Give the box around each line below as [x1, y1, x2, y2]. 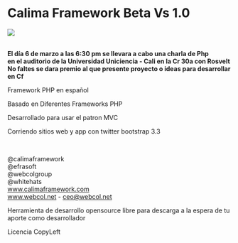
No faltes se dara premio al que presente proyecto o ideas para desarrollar [7, 64, 231, 72]
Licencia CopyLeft [7, 227, 61, 236]
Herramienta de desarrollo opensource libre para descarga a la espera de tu [7, 206, 230, 215]
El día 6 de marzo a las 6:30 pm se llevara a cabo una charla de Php [7, 49, 210, 58]
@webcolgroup [7, 169, 53, 178]
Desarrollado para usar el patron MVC [7, 113, 119, 121]
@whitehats [7, 177, 43, 185]
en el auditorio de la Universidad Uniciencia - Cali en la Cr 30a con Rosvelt [7, 57, 231, 65]
